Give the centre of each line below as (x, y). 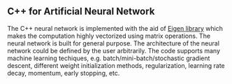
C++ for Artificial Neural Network (81, 12)
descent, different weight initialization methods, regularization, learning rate (116, 65)
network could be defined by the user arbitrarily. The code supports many (114, 50)
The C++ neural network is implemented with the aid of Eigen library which (115, 28)
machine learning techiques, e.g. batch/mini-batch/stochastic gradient (109, 58)
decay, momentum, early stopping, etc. (64, 73)
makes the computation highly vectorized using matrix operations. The (109, 36)
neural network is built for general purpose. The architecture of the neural (114, 43)
